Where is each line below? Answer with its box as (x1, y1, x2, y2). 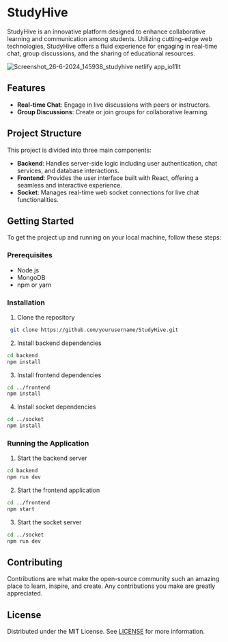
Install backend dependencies (16, 339, 102, 347)
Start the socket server (16, 518, 82, 526)
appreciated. (7, 589, 43, 598)
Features (7, 82, 46, 94)
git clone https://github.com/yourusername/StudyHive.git (10, 326, 179, 333)
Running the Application (7, 439, 89, 448)
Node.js (16, 266, 40, 274)
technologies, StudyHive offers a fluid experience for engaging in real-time (7, 42, 218, 50)
